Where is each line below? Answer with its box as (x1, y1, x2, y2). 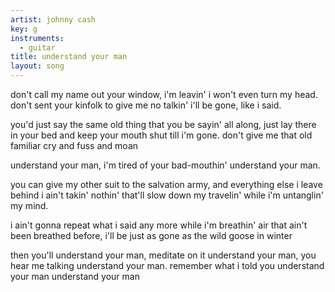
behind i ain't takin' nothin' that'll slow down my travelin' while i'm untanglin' (10, 189, 324, 201)
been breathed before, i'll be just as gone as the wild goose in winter (10, 230, 293, 241)
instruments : (10, 33, 65, 43)
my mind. (10, 200, 49, 211)
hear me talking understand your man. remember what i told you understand (10, 260, 325, 271)
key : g (10, 24, 38, 34)
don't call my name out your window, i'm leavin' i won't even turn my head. (10, 89, 318, 100)
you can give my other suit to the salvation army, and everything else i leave (10, 179, 323, 190)
